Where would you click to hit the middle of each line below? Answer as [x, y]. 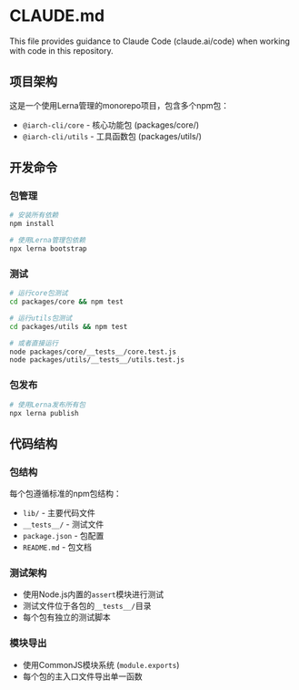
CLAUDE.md [57, 16]
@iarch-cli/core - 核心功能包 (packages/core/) [111, 125]
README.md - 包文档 [57, 547]
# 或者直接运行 [34, 343]
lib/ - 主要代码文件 [59, 513]
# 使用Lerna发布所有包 [48, 405]
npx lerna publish [44, 413]
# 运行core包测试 [39, 294]
